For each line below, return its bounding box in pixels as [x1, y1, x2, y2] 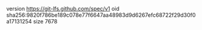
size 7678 [33, 18, 58, 25]
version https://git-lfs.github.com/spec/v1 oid [6, 5, 120, 12]
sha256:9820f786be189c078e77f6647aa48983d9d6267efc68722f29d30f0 [6, 11, 196, 19]
